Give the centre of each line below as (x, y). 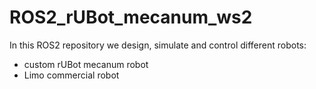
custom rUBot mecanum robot (86, 64)
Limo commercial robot (71, 75)
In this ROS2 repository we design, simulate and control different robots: (158, 45)
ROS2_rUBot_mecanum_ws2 (131, 17)
